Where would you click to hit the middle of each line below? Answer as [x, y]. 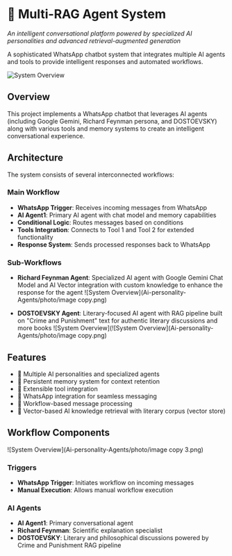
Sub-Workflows [34, 262]
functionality [35, 237]
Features [27, 357]
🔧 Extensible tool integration [58, 389]
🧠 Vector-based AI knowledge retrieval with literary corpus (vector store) [121, 411]
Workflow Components [58, 433]
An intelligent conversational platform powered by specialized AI [100, 33]
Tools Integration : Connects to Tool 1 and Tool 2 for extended [106, 229]
